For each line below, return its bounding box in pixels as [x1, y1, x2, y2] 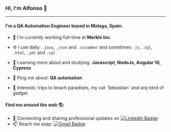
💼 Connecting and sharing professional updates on [12, 115, 120, 121]
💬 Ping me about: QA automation [12, 74, 82, 81]
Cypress [12, 65, 32, 71]
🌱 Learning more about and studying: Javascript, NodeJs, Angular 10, [12, 59, 161, 65]
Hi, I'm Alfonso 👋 [5, 5, 47, 12]
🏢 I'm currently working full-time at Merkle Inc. [12, 34, 111, 40]
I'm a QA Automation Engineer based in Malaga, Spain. [5, 22, 124, 29]
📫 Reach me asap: [12, 121, 53, 127]
